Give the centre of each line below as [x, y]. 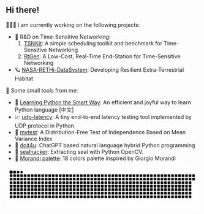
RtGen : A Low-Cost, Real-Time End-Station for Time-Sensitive [102, 56]
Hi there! [23, 10]
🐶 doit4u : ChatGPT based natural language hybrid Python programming [105, 145]
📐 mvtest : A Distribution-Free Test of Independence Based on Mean [100, 132]
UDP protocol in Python [44, 126]
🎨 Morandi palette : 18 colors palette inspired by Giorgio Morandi [95, 158]
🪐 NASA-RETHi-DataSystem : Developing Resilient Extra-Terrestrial [99, 69]
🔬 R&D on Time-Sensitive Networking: [62, 37]
